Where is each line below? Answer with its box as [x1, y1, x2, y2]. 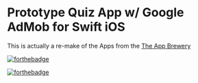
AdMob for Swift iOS [7, 19, 125, 35]
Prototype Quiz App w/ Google [7, 5, 184, 20]
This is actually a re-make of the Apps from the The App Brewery [7, 41, 191, 50]
